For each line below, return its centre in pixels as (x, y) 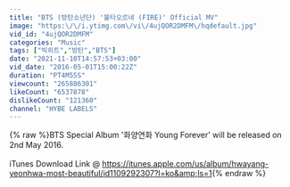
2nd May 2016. (37, 145)
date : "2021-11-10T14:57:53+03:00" (75, 59)
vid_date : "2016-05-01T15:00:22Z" (74, 68)
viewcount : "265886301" (54, 84)
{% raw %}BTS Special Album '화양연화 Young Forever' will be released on (146, 135)
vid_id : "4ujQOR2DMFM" (51, 34)
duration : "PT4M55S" (48, 76)
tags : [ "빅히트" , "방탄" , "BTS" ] (62, 51)
